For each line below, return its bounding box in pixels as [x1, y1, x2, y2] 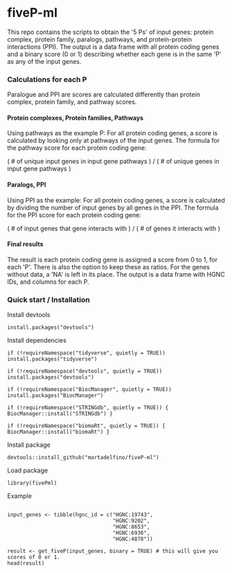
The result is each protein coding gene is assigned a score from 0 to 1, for [7, 255, 218, 264]
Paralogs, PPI [7, 180, 46, 189]
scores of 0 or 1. [7, 554, 60, 561]
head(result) [7, 560, 45, 567]
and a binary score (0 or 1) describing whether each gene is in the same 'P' [7, 50, 222, 58]
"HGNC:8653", [112, 524, 150, 531]
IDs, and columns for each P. [7, 277, 90, 286]
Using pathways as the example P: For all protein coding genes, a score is [7, 129, 218, 137]
